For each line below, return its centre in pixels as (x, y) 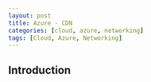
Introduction (40, 70)
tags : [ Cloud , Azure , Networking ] (66, 38)
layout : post (30, 16)
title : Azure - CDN (41, 23)
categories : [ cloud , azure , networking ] (76, 30)
